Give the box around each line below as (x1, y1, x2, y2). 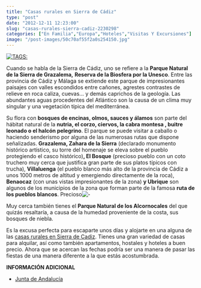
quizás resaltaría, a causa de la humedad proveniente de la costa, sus (6, 209, 179, 216)
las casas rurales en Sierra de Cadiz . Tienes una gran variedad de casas (6, 233, 185, 240)
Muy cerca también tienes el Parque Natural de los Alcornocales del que (6, 202, 188, 210)
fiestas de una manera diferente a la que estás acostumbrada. (6, 252, 160, 259)
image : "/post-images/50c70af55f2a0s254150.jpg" (6, 37, 130, 43)
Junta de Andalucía (14, 275, 63, 282)
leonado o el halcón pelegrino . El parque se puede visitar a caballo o (6, 127, 178, 134)
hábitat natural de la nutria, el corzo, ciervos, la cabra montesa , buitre (6, 121, 183, 128)
